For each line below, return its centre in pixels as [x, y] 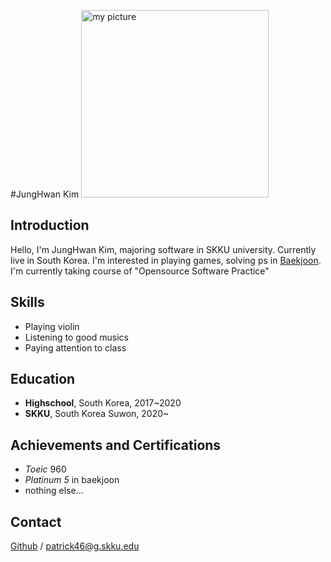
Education [43, 379]
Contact [36, 521]
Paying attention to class [75, 347]
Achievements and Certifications [116, 445]
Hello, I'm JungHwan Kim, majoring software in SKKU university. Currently [163, 249]
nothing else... [54, 491]
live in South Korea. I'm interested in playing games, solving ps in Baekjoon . [166, 260]
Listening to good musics [76, 337]
